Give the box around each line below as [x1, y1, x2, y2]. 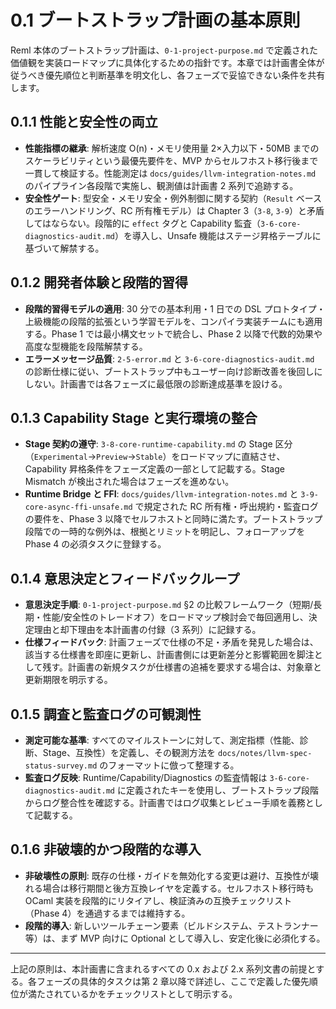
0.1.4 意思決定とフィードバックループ [10, 570, 240, 587]
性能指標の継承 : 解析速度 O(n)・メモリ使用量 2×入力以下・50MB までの [24, 142, 320, 154]
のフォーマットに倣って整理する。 [99, 759, 240, 771]
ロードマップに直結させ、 [179, 451, 286, 463]
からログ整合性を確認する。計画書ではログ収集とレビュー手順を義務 [24, 797, 306, 808]
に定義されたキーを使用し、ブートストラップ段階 [116, 784, 319, 796]
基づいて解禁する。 [24, 242, 105, 254]
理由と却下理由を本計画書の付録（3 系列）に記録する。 [33, 624, 262, 636]
